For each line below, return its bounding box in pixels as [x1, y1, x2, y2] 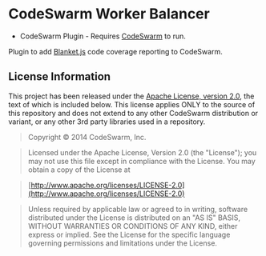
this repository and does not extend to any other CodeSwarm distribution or [8, 108, 259, 118]
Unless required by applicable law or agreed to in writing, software [27, 204, 248, 214]
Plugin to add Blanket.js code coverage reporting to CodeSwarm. [8, 46, 223, 56]
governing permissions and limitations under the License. [27, 238, 218, 248]
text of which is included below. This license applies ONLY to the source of [8, 99, 256, 109]
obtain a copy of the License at [27, 165, 131, 174]
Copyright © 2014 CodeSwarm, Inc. [27, 132, 147, 142]
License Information [8, 70, 111, 84]
